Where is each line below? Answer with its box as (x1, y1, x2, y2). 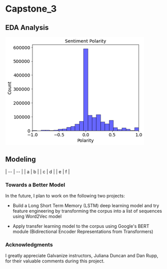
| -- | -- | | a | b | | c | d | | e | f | (5, 168, 70, 175)
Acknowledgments (5, 241, 53, 248)
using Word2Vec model (12, 213, 62, 219)
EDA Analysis (5, 23, 49, 32)
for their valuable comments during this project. (5, 258, 105, 264)
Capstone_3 (5, 3, 57, 15)
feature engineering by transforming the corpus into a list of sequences (12, 208, 162, 214)
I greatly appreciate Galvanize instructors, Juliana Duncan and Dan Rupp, (5, 253, 158, 259)
